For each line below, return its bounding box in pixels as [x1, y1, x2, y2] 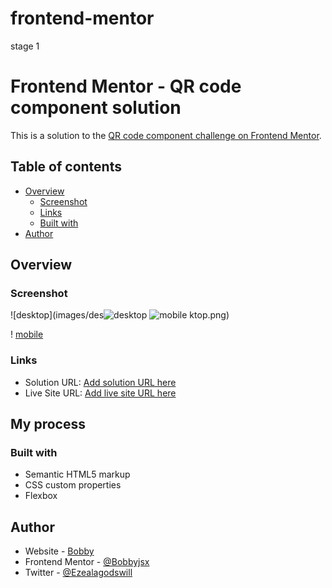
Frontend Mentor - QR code [10, 75, 242, 98]
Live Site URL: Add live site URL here [24, 387, 177, 399]
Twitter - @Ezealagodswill [24, 567, 133, 579]
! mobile [10, 328, 44, 341]
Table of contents [10, 158, 122, 176]
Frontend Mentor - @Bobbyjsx [24, 556, 150, 568]
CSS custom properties [24, 479, 122, 491]
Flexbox [24, 490, 58, 502]
